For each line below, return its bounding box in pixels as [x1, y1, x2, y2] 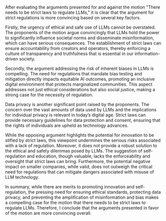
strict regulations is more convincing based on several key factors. [5, 15, 141, 20]
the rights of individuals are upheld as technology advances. [5, 122, 129, 128]
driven [5, 56, 18, 61]
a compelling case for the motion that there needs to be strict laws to [5, 200, 146, 205]
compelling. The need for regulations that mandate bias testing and [5, 71, 142, 76]
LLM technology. [5, 174, 40, 180]
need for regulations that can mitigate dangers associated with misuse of [5, 169, 155, 175]
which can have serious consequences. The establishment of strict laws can [5, 40, 162, 46]
